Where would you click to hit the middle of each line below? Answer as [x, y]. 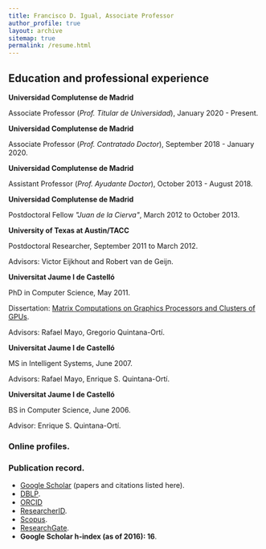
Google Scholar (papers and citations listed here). [102, 486]
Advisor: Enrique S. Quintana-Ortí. [65, 425]
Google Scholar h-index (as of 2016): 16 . [88, 537]
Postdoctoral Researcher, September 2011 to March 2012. [103, 246]
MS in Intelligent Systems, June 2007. [70, 363]
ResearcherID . [43, 511]
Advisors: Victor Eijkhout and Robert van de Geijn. [91, 261]
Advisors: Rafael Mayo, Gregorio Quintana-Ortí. [87, 332]
